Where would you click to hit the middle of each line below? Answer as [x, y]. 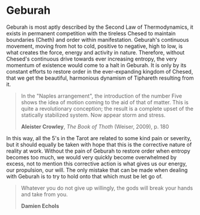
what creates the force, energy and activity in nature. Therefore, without [95, 52]
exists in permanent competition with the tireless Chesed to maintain [91, 33]
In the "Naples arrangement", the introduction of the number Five [101, 96]
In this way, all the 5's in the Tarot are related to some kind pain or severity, [99, 138]
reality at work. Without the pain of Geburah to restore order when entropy [98, 151]
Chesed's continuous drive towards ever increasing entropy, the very [92, 59]
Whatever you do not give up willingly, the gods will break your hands [107, 188]
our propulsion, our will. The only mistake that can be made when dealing [97, 170]
